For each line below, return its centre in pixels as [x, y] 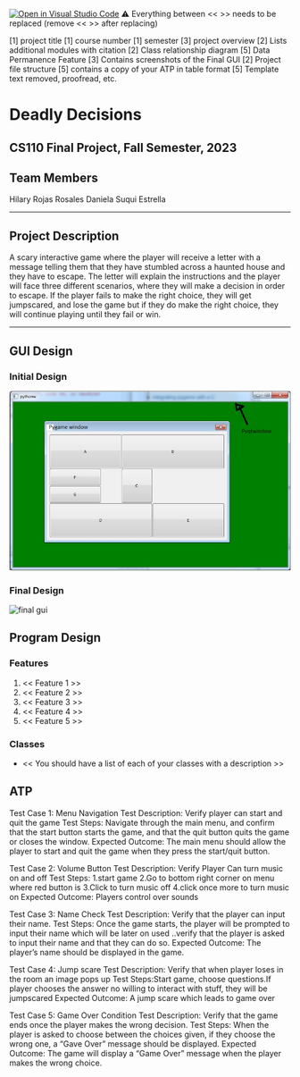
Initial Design [38, 376]
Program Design [55, 638]
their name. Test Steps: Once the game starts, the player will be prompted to [150, 923]
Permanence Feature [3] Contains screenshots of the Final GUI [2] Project [145, 59]
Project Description [64, 236]
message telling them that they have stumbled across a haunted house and [147, 267]
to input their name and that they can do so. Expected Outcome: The [135, 942]
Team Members [54, 177]
